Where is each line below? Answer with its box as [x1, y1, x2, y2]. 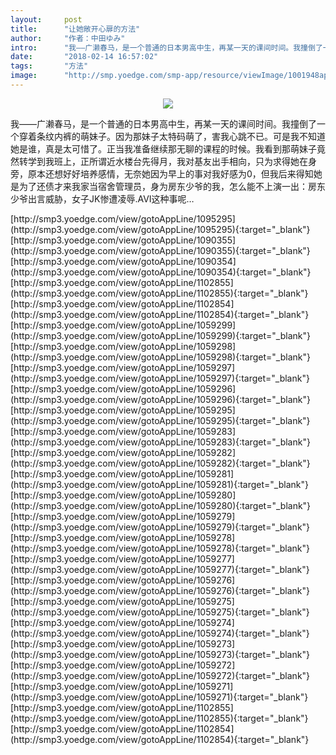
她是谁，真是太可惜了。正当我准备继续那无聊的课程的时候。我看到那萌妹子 [10, 142, 317, 155]
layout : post [10, 14, 83, 25]
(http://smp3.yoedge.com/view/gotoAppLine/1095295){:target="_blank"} [10, 223, 311, 235]
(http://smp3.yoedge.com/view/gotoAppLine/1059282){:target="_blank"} [10, 457, 311, 469]
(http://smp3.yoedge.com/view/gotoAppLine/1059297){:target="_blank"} [10, 372, 310, 384]
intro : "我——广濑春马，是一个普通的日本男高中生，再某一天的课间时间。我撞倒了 [10, 42, 323, 53]
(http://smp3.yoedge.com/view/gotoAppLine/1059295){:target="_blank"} [10, 414, 311, 426]
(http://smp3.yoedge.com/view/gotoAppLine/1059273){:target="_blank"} [10, 648, 310, 660]
